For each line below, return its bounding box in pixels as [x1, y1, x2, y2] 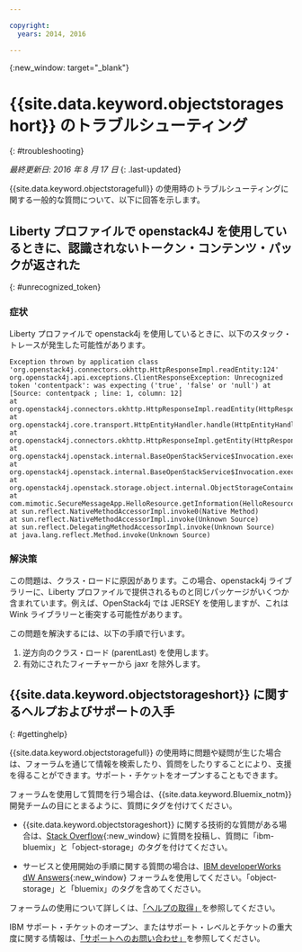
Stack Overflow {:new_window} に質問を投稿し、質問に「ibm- [46, 830, 274, 841]
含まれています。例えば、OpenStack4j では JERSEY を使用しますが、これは [9, 597, 289, 608]
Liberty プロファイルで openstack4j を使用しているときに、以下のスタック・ [9, 328, 292, 338]
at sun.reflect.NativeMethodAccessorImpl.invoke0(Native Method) [9, 507, 259, 516]
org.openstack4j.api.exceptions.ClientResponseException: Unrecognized [9, 373, 283, 382]
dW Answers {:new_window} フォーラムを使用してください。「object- [22, 872, 277, 883]
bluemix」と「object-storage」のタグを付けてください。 [22, 841, 233, 852]
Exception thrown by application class [9, 357, 159, 366]
